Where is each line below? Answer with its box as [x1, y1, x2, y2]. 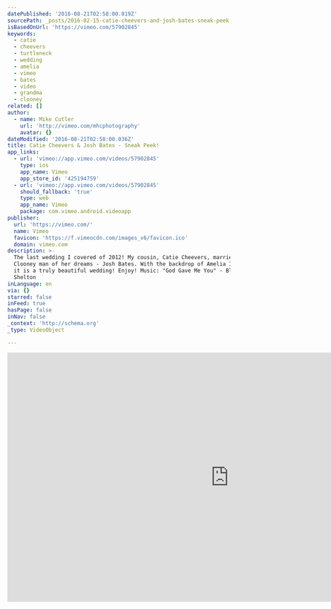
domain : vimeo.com [13, 241, 69, 248]
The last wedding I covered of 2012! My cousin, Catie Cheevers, [13, 254, 211, 261]
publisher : [7, 215, 40, 222]
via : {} [7, 287, 30, 294]
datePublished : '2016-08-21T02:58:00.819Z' [7, 10, 138, 18]
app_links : [7, 149, 40, 156]
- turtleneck [13, 50, 52, 57]
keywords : [7, 30, 37, 38]
